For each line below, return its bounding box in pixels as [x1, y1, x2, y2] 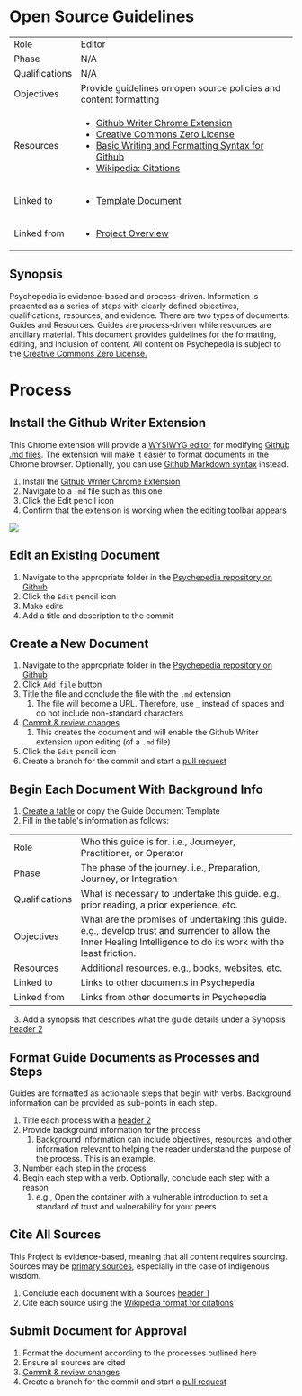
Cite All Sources [9, 1227, 102, 1243]
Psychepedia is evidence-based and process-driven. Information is [9, 290, 259, 301]
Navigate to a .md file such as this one [22, 485, 163, 497]
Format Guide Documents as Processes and [9, 1050, 260, 1065]
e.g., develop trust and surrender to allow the [80, 925, 271, 937]
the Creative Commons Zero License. [9, 348, 147, 359]
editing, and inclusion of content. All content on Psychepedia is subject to [9, 338, 281, 349]
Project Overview [95, 227, 169, 240]
